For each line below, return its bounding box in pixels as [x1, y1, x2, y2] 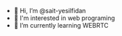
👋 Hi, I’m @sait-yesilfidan [13, 7, 86, 15]
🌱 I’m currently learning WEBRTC [13, 21, 109, 29]
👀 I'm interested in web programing [13, 14, 115, 22]
